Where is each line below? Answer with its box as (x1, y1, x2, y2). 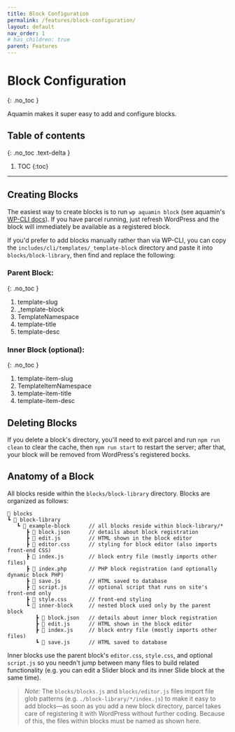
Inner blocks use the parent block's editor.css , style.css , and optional (7, 651, 213, 659)
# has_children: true (7, 36, 71, 43)
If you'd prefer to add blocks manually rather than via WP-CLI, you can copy (7, 236, 227, 244)
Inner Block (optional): (7, 344, 85, 354)
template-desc (17, 327, 60, 336)
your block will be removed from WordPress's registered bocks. (7, 450, 191, 458)
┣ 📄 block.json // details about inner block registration (35, 614, 218, 621)
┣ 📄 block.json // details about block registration (25, 528, 199, 535)
